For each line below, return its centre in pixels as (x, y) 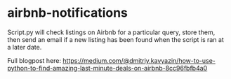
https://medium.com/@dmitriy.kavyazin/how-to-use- (139, 60)
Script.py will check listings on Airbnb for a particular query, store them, (111, 32)
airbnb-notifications (68, 13)
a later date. (25, 47)
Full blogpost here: (34, 60)
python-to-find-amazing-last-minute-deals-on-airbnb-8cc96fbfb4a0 (107, 68)
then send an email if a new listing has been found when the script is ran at (116, 39)
